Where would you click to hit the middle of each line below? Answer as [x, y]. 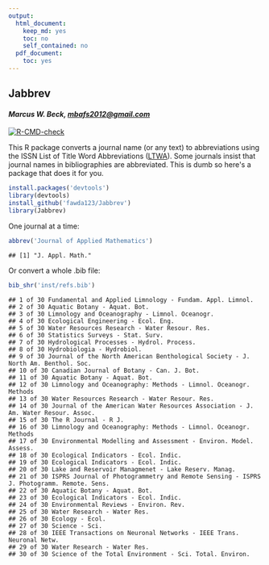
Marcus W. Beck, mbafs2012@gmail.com [79, 114]
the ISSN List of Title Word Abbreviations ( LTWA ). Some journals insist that [132, 156]
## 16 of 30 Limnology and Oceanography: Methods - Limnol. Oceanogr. [129, 427]
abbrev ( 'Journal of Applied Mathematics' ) [81, 241]
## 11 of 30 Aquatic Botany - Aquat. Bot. [81, 377]
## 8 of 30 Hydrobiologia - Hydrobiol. [75, 349]
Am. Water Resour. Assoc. [52, 412]
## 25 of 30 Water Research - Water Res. [79, 512]
